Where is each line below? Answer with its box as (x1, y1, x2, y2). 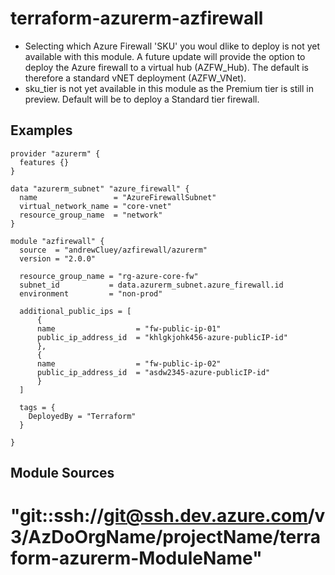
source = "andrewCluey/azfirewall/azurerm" (19, 245, 208, 255)
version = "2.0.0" (19, 253, 97, 264)
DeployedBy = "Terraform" (28, 411, 137, 421)
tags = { (19, 402, 56, 412)
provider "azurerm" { (10, 148, 101, 159)
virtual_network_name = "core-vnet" (19, 201, 172, 211)
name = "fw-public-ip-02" (36, 358, 222, 369)
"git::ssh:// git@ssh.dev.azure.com (10, 505, 308, 527)
